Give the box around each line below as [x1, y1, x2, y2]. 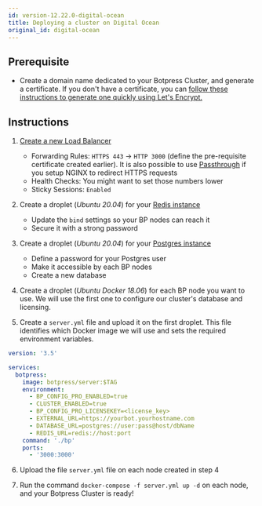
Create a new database [31, 271, 107, 279]
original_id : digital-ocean [8, 26, 100, 34]
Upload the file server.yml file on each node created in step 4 [19, 465, 220, 475]
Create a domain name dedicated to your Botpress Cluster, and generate [19, 76, 255, 86]
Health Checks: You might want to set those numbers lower [31, 177, 224, 185]
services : [8, 363, 41, 371]
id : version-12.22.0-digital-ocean [8, 11, 125, 20]
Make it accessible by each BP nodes [31, 262, 153, 271]
